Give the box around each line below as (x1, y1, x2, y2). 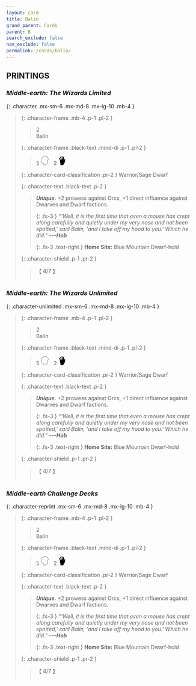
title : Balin (6, 16, 39, 22)
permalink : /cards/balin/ (6, 48, 71, 54)
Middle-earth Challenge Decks (6, 489, 99, 498)
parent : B (6, 29, 31, 35)
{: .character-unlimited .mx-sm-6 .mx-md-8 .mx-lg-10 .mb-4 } (6, 303, 160, 310)
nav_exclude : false (6, 42, 55, 48)
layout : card (6, 10, 39, 16)
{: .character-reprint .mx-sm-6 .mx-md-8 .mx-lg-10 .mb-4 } (6, 503, 153, 510)
